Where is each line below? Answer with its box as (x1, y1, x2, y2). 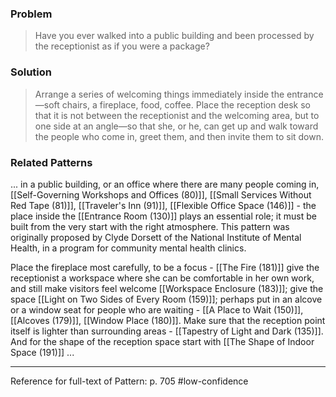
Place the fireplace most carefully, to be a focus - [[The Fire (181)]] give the (10, 261, 320, 273)
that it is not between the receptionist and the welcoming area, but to (34, 109, 320, 121)
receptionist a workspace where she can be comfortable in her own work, (10, 272, 315, 284)
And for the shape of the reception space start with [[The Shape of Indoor (10, 335, 315, 347)
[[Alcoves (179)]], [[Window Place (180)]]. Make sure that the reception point (10, 314, 326, 326)
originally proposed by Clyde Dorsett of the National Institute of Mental (10, 231, 302, 243)
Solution (10, 65, 53, 79)
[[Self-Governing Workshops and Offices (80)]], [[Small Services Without (10, 188, 312, 201)
